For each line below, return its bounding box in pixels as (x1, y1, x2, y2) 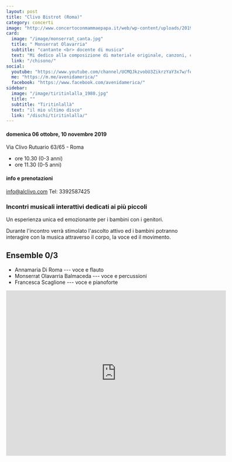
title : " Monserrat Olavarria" (11, 42, 88, 48)
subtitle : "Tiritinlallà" (11, 101, 75, 108)
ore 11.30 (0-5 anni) (14, 161, 62, 168)
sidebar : (6, 85, 28, 91)
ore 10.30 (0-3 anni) (14, 155, 63, 162)
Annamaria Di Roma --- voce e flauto (14, 266, 104, 273)
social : (6, 63, 25, 69)
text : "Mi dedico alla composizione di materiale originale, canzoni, (11, 52, 187, 58)
